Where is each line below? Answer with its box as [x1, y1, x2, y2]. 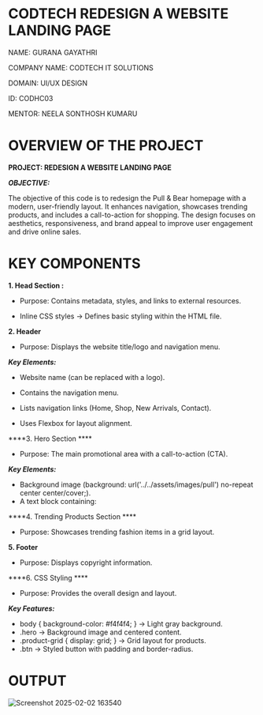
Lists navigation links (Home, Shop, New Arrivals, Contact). [19, 403, 212, 412]
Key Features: [8, 604, 55, 613]
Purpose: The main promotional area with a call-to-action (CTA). [19, 449, 228, 458]
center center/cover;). [19, 487, 91, 498]
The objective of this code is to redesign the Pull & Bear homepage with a [8, 193, 246, 202]
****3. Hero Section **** [8, 434, 93, 443]
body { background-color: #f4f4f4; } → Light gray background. [19, 619, 223, 628]
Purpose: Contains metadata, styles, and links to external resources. [19, 295, 242, 305]
